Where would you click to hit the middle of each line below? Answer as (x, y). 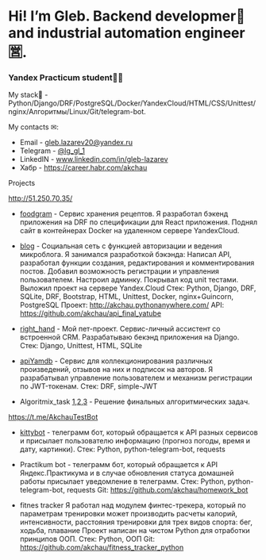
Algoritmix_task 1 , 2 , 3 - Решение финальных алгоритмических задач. (135, 402)
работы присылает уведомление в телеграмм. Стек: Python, (123, 481)
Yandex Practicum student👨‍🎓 (66, 78)
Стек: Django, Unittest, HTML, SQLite (81, 346)
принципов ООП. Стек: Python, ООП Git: (87, 539)
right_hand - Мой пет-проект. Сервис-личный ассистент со (120, 329)
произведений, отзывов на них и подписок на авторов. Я (116, 370)
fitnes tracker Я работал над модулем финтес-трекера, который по (133, 505)
